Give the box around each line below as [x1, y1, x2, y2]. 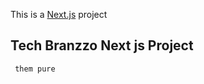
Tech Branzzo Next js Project [10, 37, 194, 54]
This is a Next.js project [10, 9, 108, 20]
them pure [14, 64, 56, 74]
